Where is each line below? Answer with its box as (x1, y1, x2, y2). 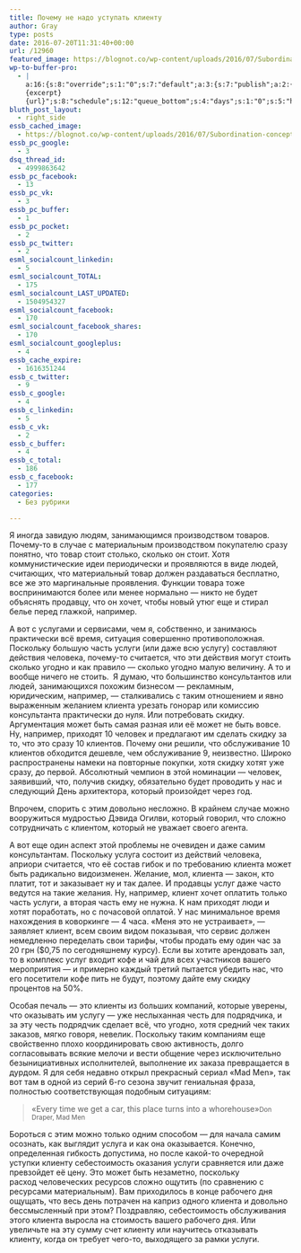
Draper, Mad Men (30, 1113, 86, 1123)
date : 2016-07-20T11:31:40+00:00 (9, 38, 134, 48)
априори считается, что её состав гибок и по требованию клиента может (9, 859, 292, 869)
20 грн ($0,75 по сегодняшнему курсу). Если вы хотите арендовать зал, (9, 945, 286, 956)
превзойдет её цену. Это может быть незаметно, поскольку (9, 1167, 240, 1178)
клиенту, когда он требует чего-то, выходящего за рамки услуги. (9, 1234, 260, 1245)
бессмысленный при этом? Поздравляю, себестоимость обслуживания (9, 1205, 287, 1216)
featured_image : (9, 55, 70, 64)
